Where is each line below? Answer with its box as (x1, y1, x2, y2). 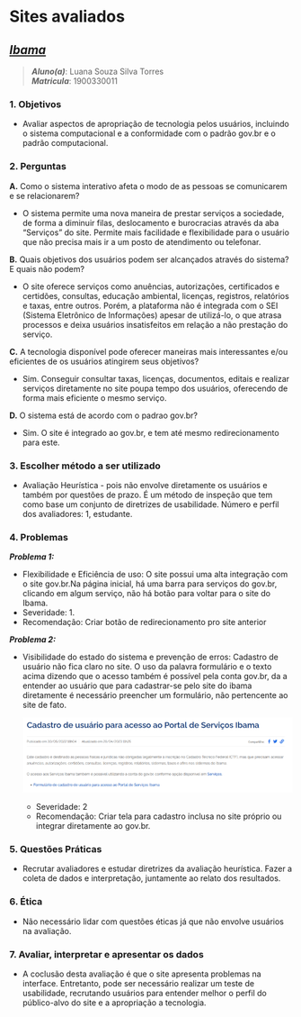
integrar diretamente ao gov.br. (35, 821, 151, 831)
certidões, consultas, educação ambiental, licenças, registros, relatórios (22, 290, 289, 301)
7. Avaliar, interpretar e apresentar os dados (9, 948, 204, 960)
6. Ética (9, 895, 43, 908)
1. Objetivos (9, 97, 62, 110)
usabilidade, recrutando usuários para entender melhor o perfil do (22, 987, 267, 998)
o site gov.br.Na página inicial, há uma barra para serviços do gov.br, (22, 578, 278, 589)
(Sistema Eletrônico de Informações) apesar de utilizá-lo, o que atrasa (22, 309, 282, 321)
